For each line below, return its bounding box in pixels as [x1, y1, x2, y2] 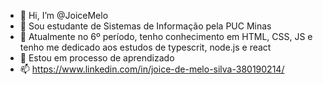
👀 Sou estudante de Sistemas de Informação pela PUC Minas [19, 20, 272, 32]
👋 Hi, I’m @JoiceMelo [19, 10, 109, 21]
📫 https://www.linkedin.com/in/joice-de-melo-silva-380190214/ [19, 63, 285, 75]
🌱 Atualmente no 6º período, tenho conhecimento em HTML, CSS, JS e [19, 31, 313, 42]
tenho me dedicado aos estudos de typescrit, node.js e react [19, 41, 272, 53]
